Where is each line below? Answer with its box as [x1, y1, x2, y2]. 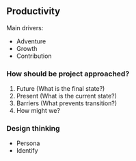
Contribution [16, 52, 52, 60]
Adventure [16, 37, 46, 45]
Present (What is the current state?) [16, 92, 118, 100]
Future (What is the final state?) [16, 85, 105, 93]
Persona [16, 139, 40, 147]
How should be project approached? [6, 69, 130, 78]
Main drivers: [6, 23, 44, 32]
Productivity [6, 6, 61, 17]
